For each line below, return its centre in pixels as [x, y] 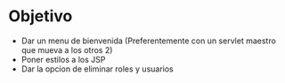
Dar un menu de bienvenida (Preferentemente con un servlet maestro [149, 41]
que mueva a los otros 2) [67, 49]
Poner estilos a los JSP [63, 59]
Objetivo [41, 16]
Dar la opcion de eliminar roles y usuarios [98, 69]
